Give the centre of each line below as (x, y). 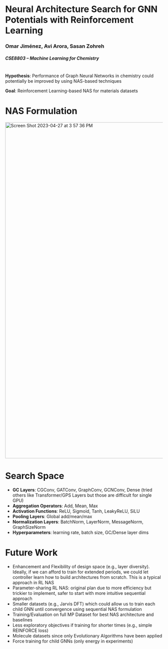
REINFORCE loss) (30, 630)
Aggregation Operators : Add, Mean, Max (55, 506)
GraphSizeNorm (29, 527)
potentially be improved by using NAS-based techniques (63, 81)
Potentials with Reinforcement (69, 20)
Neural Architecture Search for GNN (81, 9)
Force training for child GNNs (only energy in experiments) (73, 641)
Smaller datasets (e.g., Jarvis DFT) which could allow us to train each (84, 604)
